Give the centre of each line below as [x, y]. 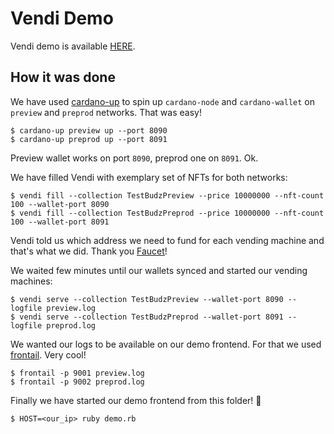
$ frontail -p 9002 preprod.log [77, 382]
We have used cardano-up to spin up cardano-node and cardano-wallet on [162, 101]
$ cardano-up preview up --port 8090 [89, 130]
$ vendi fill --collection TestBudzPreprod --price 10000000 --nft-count [167, 213]
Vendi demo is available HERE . [73, 46]
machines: [31, 281]
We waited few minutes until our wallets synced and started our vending [159, 270]
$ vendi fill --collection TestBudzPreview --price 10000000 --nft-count [167, 195]
